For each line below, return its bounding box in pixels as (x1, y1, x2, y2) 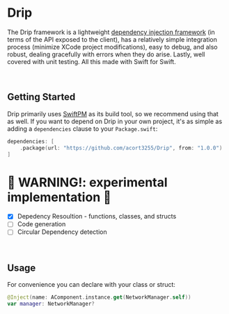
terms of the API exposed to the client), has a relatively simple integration (7, 35, 218, 43)
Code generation (17, 220, 66, 228)
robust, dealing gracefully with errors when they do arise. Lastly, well (7, 50, 205, 58)
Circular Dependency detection (17, 228, 107, 236)
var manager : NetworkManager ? (7, 301, 95, 308)
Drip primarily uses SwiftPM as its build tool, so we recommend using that (7, 109, 219, 118)
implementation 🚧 (7, 189, 111, 205)
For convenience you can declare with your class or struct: (7, 281, 176, 289)
